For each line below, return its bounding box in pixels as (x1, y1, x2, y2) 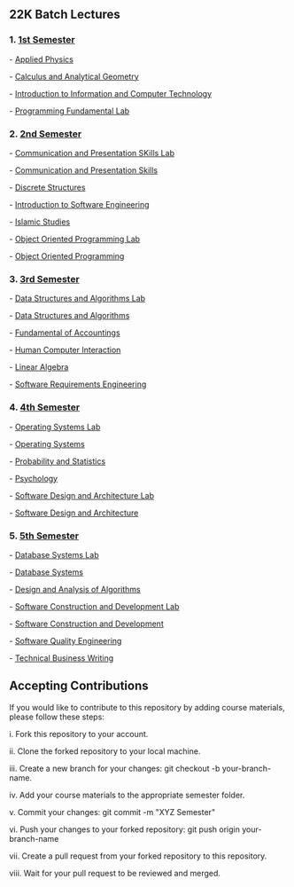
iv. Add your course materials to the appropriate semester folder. (9, 789, 245, 800)
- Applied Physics (9, 53, 73, 65)
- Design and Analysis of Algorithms (9, 584, 141, 594)
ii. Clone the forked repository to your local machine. (9, 745, 201, 757)
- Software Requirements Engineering (9, 379, 147, 389)
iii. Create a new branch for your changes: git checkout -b (9, 763, 220, 773)
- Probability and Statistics (9, 456, 106, 467)
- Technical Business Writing (9, 652, 114, 663)
